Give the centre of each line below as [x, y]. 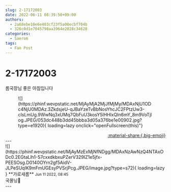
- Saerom [19, 39]
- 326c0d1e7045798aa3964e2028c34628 [49, 29]
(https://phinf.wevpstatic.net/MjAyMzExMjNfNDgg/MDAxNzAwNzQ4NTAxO [84, 152]
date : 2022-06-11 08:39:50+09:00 [41, 15]
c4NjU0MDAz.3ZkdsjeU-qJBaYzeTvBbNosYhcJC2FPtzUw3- [81, 109]
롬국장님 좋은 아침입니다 [29, 88]
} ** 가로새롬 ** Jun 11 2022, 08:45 [37, 174]
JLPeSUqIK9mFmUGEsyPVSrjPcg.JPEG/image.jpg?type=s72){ [71, 168]
